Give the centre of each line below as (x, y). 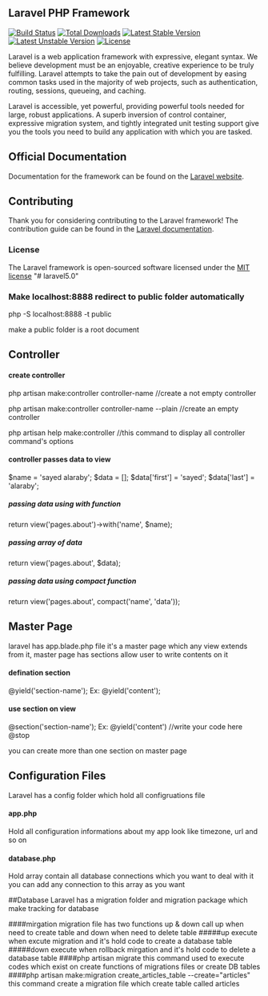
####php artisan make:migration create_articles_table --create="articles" (129, 975)
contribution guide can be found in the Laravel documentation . (111, 229)
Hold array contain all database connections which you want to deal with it (131, 876)
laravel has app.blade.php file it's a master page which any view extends (128, 646)
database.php (32, 858)
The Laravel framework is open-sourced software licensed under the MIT (129, 267)
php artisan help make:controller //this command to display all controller (127, 433)
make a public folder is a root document (74, 330)
